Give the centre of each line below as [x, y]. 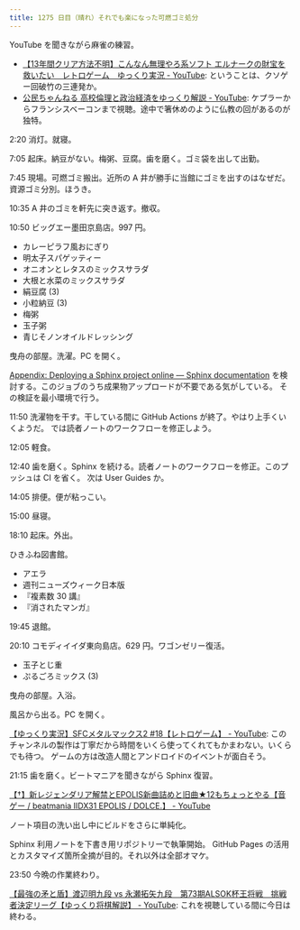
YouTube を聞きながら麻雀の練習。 [74, 44]
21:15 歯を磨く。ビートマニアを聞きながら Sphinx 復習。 [114, 775]
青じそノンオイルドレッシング [77, 336]
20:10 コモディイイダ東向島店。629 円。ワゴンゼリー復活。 [119, 645]
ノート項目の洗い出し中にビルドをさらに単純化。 [100, 824]
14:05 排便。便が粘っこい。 [60, 496]
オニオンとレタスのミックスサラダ [86, 269]
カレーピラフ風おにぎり [66, 246]
